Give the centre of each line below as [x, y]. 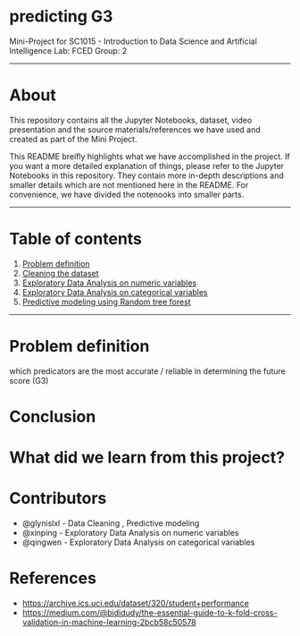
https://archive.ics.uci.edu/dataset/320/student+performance [136, 603]
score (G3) [29, 380]
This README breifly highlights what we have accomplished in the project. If [150, 156]
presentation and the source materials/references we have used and [135, 129]
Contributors [58, 499]
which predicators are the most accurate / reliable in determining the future [147, 371]
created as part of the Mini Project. [73, 139]
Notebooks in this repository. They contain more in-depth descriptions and [146, 175]
